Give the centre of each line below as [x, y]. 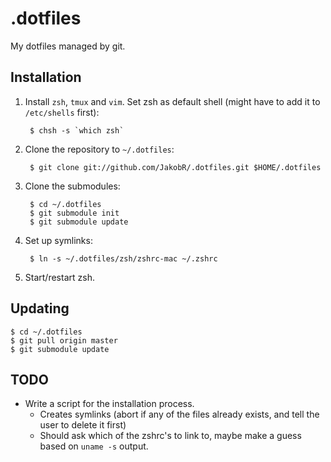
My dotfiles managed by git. [68, 46]
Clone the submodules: [72, 186]
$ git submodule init [74, 213]
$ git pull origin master [64, 340]
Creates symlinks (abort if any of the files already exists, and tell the [179, 414]
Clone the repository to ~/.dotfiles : [99, 149]
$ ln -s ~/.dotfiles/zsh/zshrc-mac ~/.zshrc [123, 258]
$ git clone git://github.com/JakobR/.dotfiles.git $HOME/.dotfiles [175, 167]
